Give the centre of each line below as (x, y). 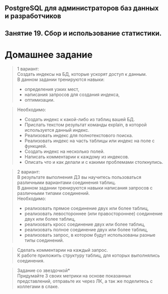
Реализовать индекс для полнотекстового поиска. (79, 135)
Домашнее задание (49, 55)
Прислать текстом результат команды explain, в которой (86, 125)
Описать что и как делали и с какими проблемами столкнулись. (94, 162)
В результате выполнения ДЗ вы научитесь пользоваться (79, 177)
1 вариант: (28, 69)
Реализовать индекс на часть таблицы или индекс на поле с (90, 141)
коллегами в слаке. (38, 286)
